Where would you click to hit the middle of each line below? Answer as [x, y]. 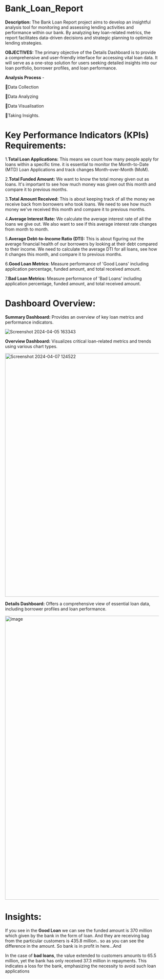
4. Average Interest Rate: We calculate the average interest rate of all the [78, 219]
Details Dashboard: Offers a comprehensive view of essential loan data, [78, 604]
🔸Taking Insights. [22, 115]
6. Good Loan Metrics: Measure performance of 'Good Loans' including [77, 264]
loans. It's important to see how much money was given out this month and [81, 184]
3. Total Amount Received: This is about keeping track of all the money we [80, 199]
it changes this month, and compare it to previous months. [64, 254]
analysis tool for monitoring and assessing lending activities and [70, 27]
